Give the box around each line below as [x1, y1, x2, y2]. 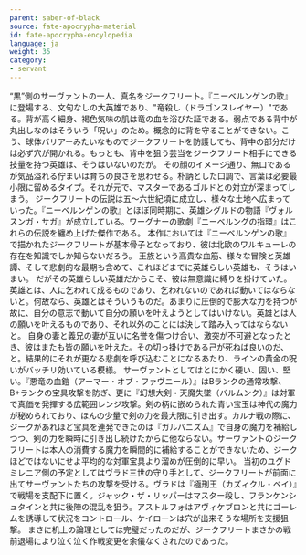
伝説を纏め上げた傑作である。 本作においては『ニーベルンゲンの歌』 [33, 227, 291, 238]
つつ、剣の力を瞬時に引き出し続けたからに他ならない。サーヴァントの [9, 433, 274, 444]
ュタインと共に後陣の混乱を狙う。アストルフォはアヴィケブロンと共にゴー [9, 501, 290, 512]
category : [9, 56, 47, 65]
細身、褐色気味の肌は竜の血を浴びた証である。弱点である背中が [57, 113, 298, 124]
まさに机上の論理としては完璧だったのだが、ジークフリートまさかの [26, 524, 283, 535]
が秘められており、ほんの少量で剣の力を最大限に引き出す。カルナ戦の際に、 [9, 410, 296, 421]
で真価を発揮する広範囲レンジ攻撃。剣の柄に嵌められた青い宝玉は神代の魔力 [9, 398, 298, 409]
